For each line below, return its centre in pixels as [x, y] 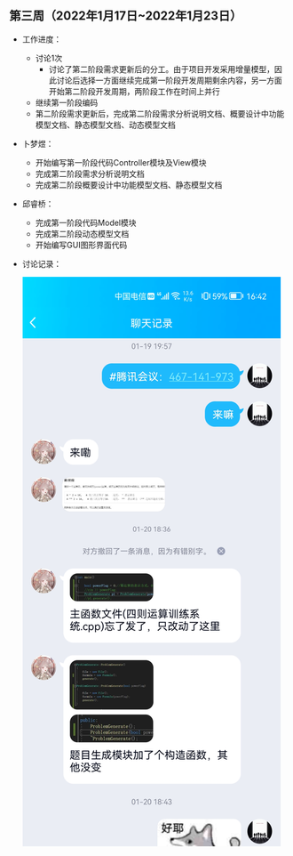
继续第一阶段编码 [67, 102]
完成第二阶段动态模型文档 [82, 233]
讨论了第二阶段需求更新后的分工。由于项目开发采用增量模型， [162, 69]
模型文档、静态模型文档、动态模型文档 [105, 125]
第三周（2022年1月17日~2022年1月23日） [126, 16]
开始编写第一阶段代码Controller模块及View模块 [121, 162]
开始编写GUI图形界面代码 [81, 245]
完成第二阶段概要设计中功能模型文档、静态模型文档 [129, 184]
